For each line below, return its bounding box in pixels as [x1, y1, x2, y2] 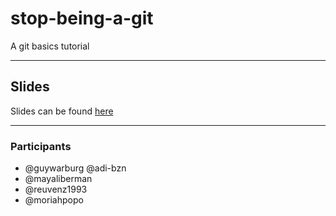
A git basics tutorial [10, 40, 90, 52]
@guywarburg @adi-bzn [24, 162, 127, 174]
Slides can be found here [10, 105, 114, 117]
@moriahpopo [24, 194, 84, 206]
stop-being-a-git [10, 7, 154, 30]
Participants [10, 139, 72, 153]
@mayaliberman [24, 173, 93, 185]
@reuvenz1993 [24, 183, 88, 196]
